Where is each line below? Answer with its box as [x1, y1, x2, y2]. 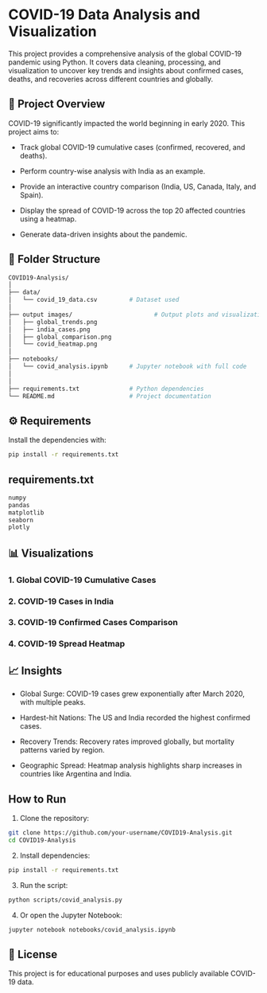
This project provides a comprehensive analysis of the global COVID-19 [8, 49, 242, 58]
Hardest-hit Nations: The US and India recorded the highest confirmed [19, 713, 250, 722]
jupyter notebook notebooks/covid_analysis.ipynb [8, 925, 176, 933]
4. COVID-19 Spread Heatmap [8, 639, 126, 650]
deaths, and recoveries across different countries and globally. [8, 74, 214, 84]
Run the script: [19, 880, 68, 889]
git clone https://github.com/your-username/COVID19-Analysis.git [8, 829, 233, 837]
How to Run [8, 792, 67, 806]
